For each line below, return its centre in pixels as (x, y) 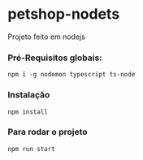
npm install (28, 112)
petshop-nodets (64, 14)
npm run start (32, 149)
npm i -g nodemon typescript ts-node (71, 75)
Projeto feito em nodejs (47, 37)
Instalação (29, 95)
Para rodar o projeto (48, 132)
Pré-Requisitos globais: (55, 58)
